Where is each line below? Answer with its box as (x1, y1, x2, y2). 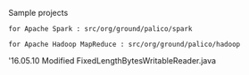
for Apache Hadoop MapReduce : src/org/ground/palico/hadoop (8, 40, 241, 49)
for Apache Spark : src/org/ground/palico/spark (8, 25, 193, 34)
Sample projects (8, 8, 69, 18)
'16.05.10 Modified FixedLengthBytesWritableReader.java (8, 56, 216, 65)
